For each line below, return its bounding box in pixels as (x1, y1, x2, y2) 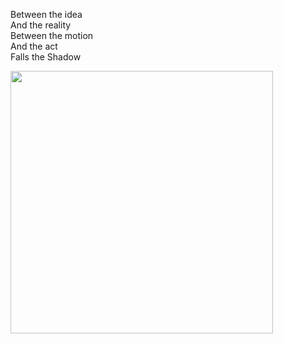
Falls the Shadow (10, 51, 82, 63)
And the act (10, 40, 58, 52)
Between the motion (10, 30, 94, 41)
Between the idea (10, 9, 83, 20)
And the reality (10, 19, 72, 31)
